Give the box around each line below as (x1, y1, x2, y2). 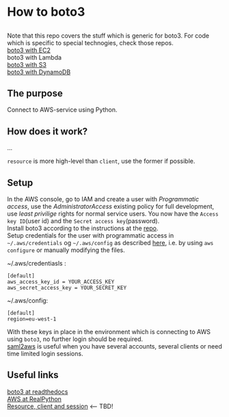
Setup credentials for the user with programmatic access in (7, 231, 174, 240)
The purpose (7, 87, 63, 99)
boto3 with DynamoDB (7, 68, 71, 76)
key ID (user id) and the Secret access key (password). (7, 217, 160, 225)
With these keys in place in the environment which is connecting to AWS (7, 328, 211, 336)
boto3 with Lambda (7, 53, 62, 62)
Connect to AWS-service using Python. (7, 105, 118, 114)
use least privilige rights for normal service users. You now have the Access (7, 210, 219, 218)
